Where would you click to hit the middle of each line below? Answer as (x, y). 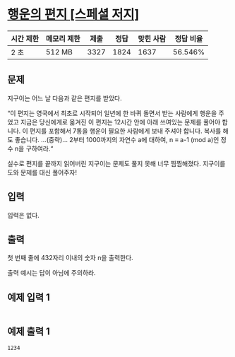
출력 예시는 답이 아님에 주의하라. (52, 273)
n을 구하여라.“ (34, 148)
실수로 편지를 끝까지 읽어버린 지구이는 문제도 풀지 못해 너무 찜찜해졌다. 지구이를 (116, 163)
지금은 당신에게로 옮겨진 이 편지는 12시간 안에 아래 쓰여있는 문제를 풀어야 (120, 122)
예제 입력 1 (29, 297)
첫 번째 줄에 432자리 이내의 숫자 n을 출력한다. (71, 258)
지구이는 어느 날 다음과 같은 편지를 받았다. (65, 98)
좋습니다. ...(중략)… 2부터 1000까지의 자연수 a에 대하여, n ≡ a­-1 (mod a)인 (117, 139)
